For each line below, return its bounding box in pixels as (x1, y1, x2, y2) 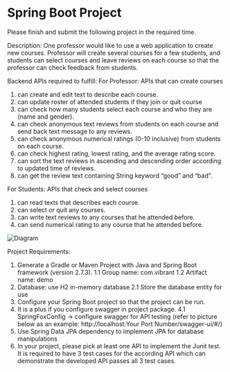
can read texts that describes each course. (17, 198, 140, 206)
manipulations (17, 335, 57, 343)
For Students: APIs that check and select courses (7, 185, 148, 193)
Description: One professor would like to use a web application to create (7, 41, 213, 49)
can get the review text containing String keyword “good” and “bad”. (17, 171, 213, 180)
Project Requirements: (7, 247, 71, 255)
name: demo (17, 276, 53, 284)
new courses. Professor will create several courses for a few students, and (7, 49, 220, 57)
